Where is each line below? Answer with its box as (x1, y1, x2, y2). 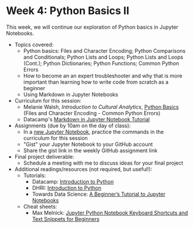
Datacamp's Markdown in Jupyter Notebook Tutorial (23, 115, 150, 122)
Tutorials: (23, 172, 46, 179)
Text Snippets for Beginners (32, 215, 100, 222)
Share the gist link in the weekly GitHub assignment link (23, 147, 158, 154)
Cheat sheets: (23, 203, 57, 210)
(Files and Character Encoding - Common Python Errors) (23, 110, 161, 117)
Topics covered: (14, 41, 54, 48)
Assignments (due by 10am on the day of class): (14, 122, 131, 129)
